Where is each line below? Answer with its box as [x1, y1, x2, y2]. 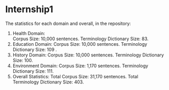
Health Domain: [12, 30, 46, 36]
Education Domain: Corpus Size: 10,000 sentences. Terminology [12, 41, 147, 47]
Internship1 [5, 4, 53, 15]
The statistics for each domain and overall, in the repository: [5, 20, 131, 26]
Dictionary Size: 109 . [12, 46, 57, 52]
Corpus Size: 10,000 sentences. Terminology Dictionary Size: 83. [12, 36, 149, 42]
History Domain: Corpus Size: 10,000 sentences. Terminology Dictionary [12, 52, 164, 58]
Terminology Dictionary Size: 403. [12, 79, 84, 85]
